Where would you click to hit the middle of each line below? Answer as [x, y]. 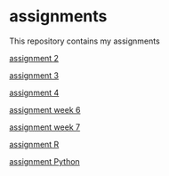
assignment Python [44, 161]
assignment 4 [34, 92]
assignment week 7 [45, 127]
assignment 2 [34, 58]
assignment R [34, 144]
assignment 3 [34, 75]
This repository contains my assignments [84, 41]
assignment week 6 [45, 109]
